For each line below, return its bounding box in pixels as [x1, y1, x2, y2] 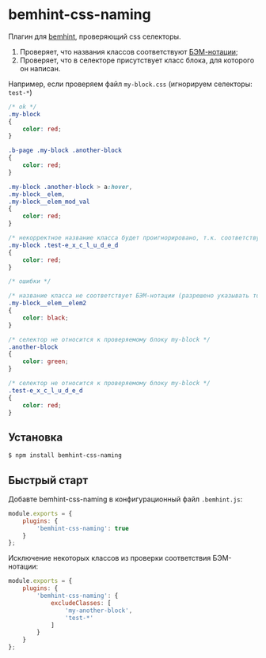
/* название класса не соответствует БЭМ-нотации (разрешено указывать [8, 292, 249, 300]
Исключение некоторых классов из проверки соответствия [8, 554, 211, 563]
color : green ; [22, 357, 69, 365]
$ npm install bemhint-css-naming [8, 452, 123, 459]
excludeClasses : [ [50, 599, 112, 607]
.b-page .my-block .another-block [8, 146, 123, 155]
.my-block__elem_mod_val [8, 198, 90, 206]
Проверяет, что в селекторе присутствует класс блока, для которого [19, 55, 255, 65]
